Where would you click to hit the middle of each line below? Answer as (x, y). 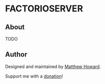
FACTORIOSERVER (44, 9)
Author (16, 54)
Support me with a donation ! (34, 76)
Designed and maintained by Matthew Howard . (53, 66)
